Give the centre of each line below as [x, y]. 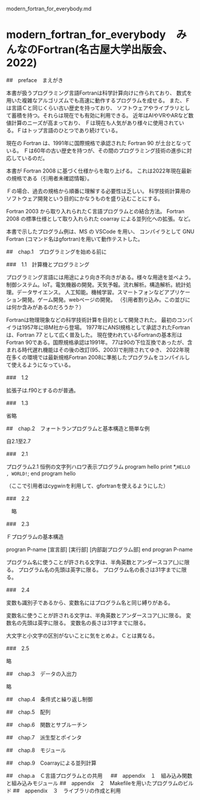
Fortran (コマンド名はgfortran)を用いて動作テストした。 [75, 239]
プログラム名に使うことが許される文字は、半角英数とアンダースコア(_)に [95, 562]
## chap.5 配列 [28, 712]
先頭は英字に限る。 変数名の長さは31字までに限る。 [85, 623]
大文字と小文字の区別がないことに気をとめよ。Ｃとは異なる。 [82, 635]
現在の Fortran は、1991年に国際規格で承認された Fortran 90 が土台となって [99, 143]
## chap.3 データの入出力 [41, 674]
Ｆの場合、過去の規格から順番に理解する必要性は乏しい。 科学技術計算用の [99, 191]
